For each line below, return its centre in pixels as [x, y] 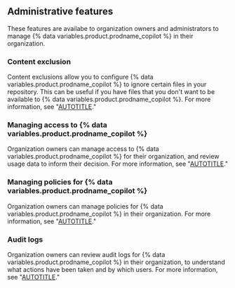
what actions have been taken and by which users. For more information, [113, 269]
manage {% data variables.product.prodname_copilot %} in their [100, 36]
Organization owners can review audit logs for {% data [86, 255]
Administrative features [60, 12]
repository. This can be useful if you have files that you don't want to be [111, 92]
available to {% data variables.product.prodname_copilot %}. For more [109, 99]
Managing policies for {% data [60, 182]
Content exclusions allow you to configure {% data [80, 77]
